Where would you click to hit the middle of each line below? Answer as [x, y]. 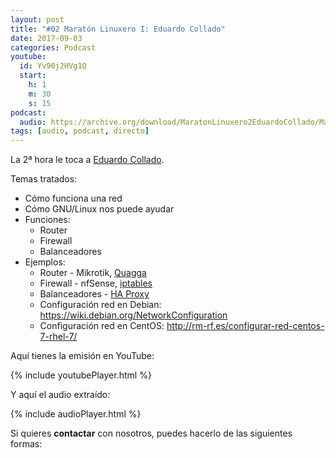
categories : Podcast [53, 47]
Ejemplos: [45, 262]
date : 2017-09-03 [46, 38]
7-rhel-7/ [58, 337]
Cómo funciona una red [73, 198]
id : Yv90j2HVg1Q [53, 66]
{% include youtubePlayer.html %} [81, 375]
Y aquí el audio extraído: [60, 395]
